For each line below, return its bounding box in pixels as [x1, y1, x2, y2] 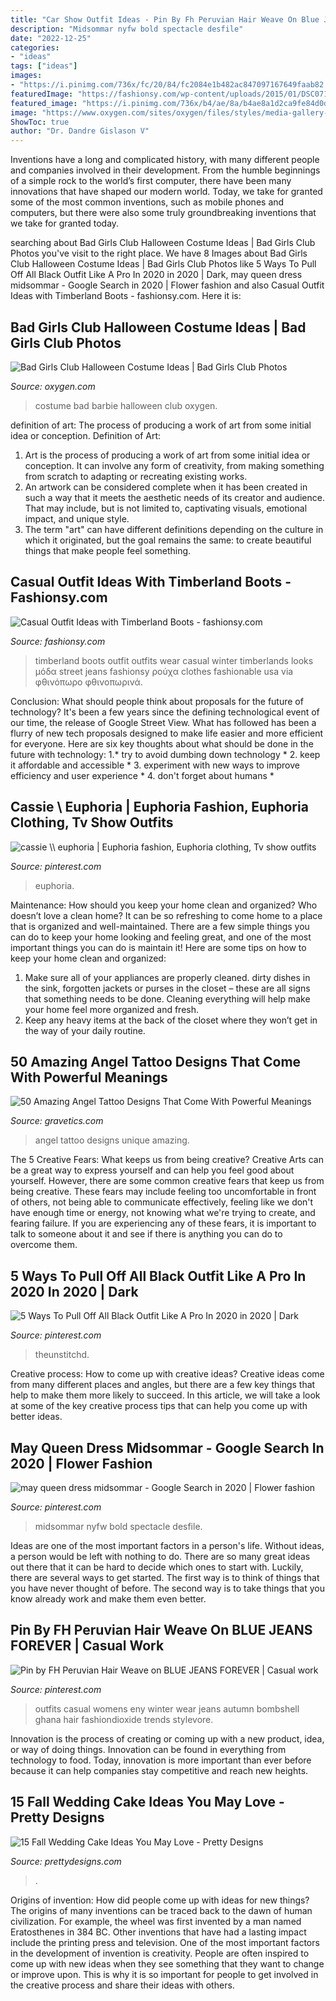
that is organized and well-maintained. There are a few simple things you [10, 920, 310, 932]
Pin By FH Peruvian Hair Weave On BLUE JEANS [10, 1622, 313, 1639]
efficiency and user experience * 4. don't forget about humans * [10, 769, 275, 781]
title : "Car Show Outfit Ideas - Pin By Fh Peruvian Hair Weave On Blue [10, 14, 320, 25]
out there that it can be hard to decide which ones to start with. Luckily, [10, 1561, 304, 1573]
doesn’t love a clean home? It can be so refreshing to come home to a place [10, 909, 323, 921]
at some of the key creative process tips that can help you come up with [10, 1400, 308, 1412]
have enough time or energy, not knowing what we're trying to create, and [10, 1207, 316, 1219]
